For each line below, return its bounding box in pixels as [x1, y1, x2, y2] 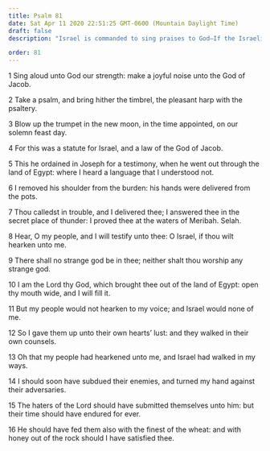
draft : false [8, 27, 52, 35]
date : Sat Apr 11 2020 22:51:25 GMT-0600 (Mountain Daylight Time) [8, 19, 239, 27]
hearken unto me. [8, 240, 67, 250]
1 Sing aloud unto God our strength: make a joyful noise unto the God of [8, 71, 246, 81]
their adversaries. [8, 385, 67, 395]
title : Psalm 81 [8, 11, 63, 20]
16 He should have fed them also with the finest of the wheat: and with [8, 424, 242, 435]
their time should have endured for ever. [8, 409, 141, 419]
